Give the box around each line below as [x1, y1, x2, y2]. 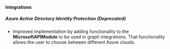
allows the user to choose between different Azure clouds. [12, 39, 136, 45]
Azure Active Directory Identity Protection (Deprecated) [5, 16, 126, 22]
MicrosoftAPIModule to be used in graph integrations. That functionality [12, 33, 165, 40]
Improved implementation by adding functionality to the [12, 28, 129, 34]
